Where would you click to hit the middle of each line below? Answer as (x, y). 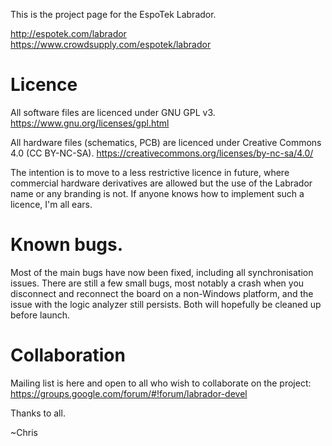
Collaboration (68, 355)
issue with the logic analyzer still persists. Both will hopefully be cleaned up (166, 304)
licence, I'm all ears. (51, 204)
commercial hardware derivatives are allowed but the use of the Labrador (161, 183)
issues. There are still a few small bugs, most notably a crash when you (157, 283)
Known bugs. (67, 245)
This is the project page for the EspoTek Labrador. (113, 14)
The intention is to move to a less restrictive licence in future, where (150, 172)
